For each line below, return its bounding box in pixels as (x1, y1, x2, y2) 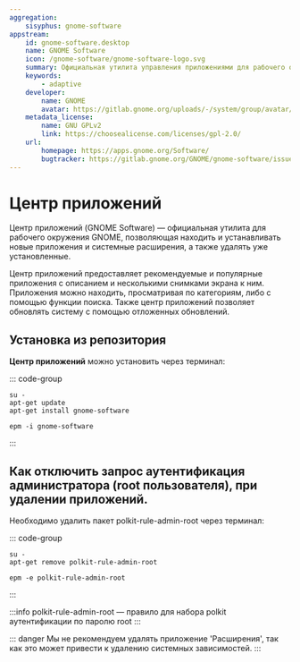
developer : (25, 88, 66, 97)
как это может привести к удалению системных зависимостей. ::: (9, 643, 262, 654)
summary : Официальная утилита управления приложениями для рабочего (25, 64, 286, 72)
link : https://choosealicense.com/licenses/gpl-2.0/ (41, 130, 242, 139)
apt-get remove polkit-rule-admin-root (9, 558, 158, 567)
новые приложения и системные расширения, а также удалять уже (9, 242, 269, 252)
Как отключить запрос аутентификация (9, 463, 246, 479)
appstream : (9, 30, 50, 38)
